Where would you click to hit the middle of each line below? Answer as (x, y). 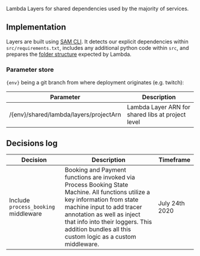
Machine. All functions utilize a (107, 192)
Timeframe (174, 160)
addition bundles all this (98, 229)
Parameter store (30, 69)
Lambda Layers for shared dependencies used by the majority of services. (98, 9)
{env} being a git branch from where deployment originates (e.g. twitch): (95, 83)
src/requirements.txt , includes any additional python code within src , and (98, 48)
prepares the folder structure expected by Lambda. (69, 54)
